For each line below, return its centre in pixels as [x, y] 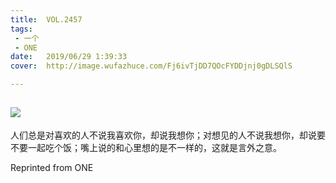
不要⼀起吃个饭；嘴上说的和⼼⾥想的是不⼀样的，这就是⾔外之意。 [146, 147]
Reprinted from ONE [52, 167]
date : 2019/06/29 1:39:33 [69, 57]
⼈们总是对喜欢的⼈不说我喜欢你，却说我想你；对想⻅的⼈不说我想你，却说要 [168, 135]
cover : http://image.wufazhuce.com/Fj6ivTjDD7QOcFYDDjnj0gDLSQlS [151, 66]
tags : [21, 29]
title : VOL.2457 [46, 19]
